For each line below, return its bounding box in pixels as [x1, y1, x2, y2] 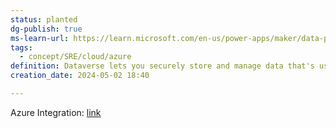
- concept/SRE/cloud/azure [19, 52, 132, 62]
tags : [10, 42, 33, 53]
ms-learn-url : [10, 33, 70, 43]
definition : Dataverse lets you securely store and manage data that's [10, 61, 315, 71]
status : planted [10, 14, 78, 25]
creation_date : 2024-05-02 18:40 [10, 71, 150, 81]
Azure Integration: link [10, 106, 102, 118]
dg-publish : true [10, 24, 83, 34]
